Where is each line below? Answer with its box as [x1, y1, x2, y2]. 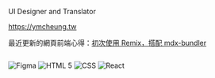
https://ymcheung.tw [8, 22, 77, 31]
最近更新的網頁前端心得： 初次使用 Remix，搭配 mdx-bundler [8, 39, 207, 47]
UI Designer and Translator [8, 7, 97, 16]
